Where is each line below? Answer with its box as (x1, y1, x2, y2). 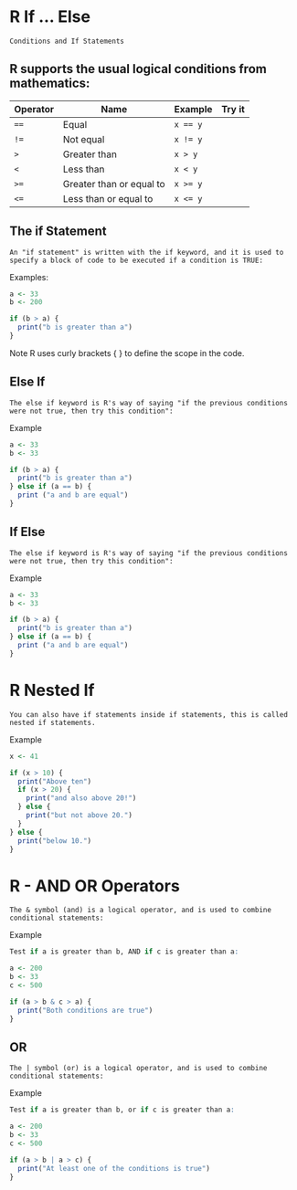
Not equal (62, 132, 105, 145)
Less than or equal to (62, 192, 154, 205)
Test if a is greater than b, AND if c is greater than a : (9, 947, 239, 956)
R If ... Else (9, 6, 91, 27)
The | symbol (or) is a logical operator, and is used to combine (9, 1064, 268, 1073)
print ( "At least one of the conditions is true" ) (17, 1164, 210, 1173)
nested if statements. (9, 718, 96, 727)
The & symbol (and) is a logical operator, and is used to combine (9, 906, 272, 915)
